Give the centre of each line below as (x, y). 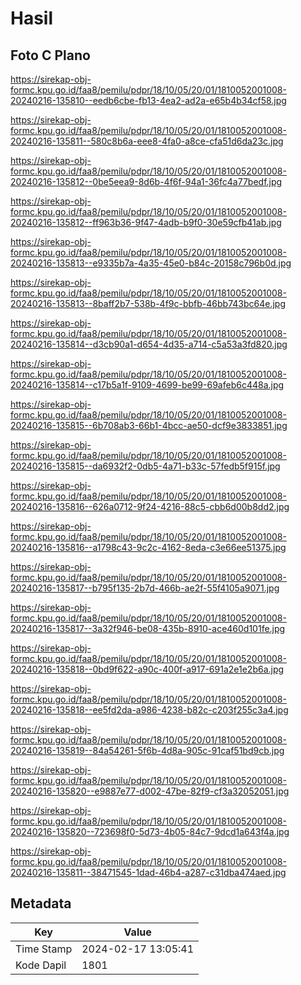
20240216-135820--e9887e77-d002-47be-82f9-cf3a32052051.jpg (150, 791)
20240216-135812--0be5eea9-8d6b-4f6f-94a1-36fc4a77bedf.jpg (146, 181)
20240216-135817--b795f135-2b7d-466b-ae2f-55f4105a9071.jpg (145, 588)
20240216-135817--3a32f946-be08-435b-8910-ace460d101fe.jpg (148, 628)
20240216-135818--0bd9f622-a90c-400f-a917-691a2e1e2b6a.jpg (147, 669)
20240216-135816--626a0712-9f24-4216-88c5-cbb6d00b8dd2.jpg (150, 506)
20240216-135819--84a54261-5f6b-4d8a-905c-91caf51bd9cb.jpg (147, 750)
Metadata (41, 903)
